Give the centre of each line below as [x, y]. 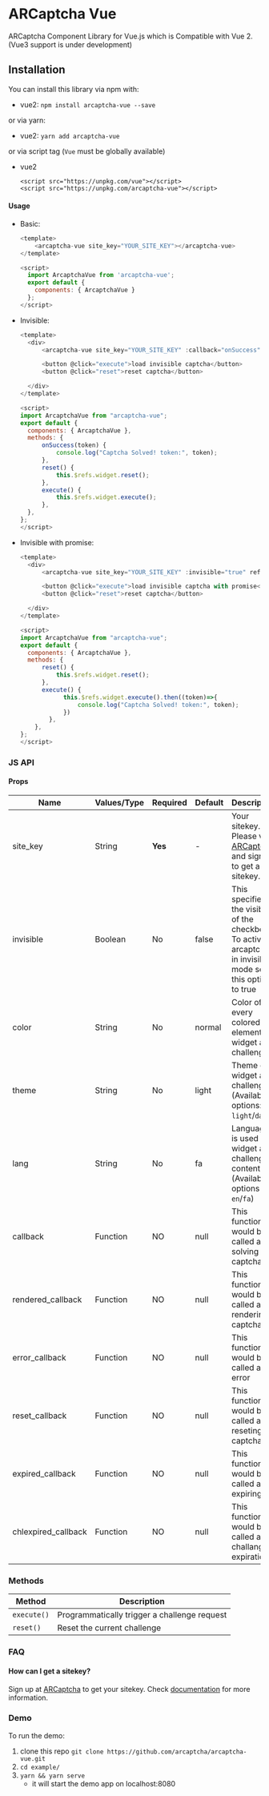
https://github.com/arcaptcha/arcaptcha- [177, 1752]
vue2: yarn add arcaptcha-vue [70, 135]
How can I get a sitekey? [50, 1671]
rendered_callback [47, 1300]
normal [208, 1027]
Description [142, 1601]
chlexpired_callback [50, 1532]
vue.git [32, 1758]
